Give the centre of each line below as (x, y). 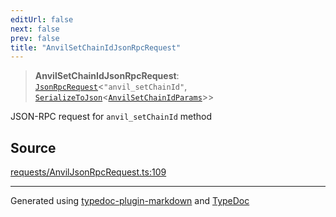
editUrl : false (42, 19)
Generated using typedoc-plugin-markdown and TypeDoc (130, 201)
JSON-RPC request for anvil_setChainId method (111, 117)
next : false (35, 29)
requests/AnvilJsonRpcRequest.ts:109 (88, 172)
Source (33, 147)
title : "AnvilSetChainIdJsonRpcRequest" (96, 47)
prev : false (35, 38)
